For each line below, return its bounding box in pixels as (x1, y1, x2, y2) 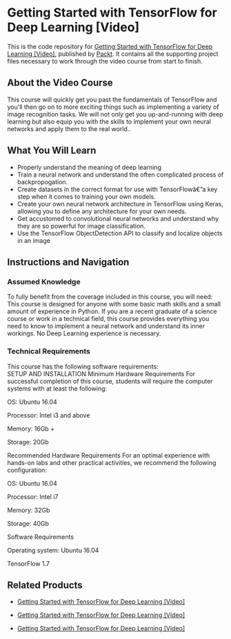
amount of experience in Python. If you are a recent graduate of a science (7, 307, 217, 315)
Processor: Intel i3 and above (7, 411, 90, 419)
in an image (17, 236, 50, 244)
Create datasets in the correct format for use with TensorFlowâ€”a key (17, 185, 218, 193)
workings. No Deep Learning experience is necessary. (7, 329, 161, 337)
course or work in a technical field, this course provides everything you (7, 315, 210, 323)
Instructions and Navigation (7, 256, 130, 268)
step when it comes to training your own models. (17, 192, 157, 201)
